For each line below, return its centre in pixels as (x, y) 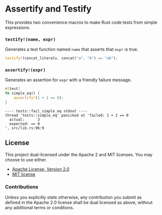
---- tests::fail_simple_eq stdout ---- (46, 111)
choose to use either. (26, 160)
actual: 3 (25, 120)
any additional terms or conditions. (39, 208)
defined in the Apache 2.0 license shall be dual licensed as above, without (79, 202)
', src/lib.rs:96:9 (25, 128)
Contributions (22, 186)
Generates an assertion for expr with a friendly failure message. (68, 80)
